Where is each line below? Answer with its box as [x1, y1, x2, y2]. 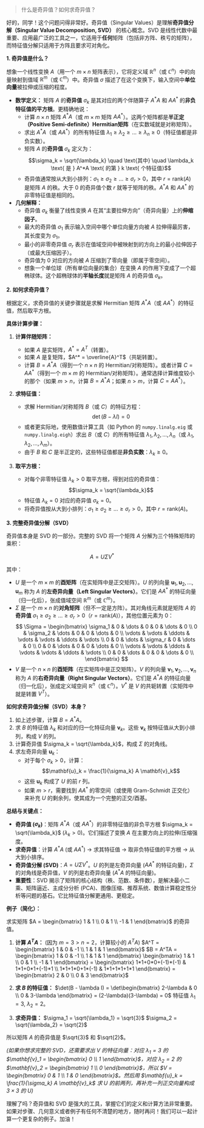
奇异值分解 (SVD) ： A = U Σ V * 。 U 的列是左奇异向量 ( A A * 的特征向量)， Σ [15, 860, 194, 868]
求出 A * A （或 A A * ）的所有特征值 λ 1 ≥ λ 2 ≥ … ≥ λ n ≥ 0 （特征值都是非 [24, 127, 198, 137]
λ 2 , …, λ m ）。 [24, 440, 56, 448]
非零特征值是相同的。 [24, 191, 78, 199]
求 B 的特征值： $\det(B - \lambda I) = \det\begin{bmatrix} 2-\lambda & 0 [15, 984, 197, 991]
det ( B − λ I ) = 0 [92, 413, 131, 420]
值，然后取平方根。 [6, 307, 55, 314]
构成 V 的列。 [25, 732, 59, 740]
